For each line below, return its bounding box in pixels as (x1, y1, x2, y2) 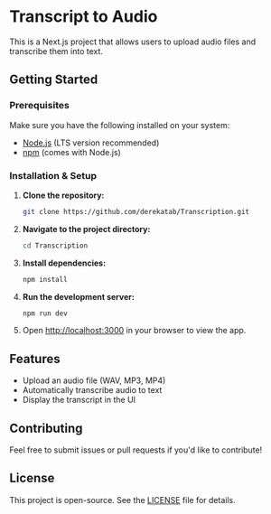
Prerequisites (9, 99, 70, 112)
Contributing (9, 420, 83, 435)
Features (9, 350, 61, 367)
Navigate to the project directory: (22, 223, 151, 234)
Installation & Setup (9, 169, 98, 182)
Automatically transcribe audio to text (22, 385, 163, 396)
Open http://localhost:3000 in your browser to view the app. (22, 325, 247, 336)
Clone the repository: (22, 190, 105, 201)
